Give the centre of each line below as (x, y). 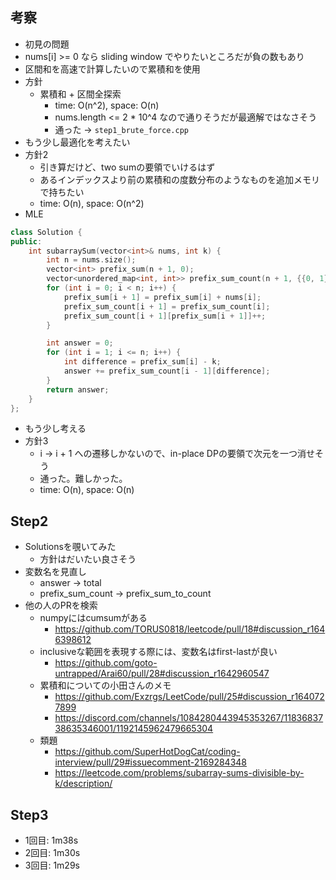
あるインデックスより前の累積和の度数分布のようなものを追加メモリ (179, 179)
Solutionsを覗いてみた (70, 547)
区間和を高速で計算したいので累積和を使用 (112, 69)
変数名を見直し (55, 572)
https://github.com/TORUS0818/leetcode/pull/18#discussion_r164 (190, 629)
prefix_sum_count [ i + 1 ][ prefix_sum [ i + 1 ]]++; (165, 316)
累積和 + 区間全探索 (80, 94)
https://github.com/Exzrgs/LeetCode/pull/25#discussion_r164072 (189, 697)
